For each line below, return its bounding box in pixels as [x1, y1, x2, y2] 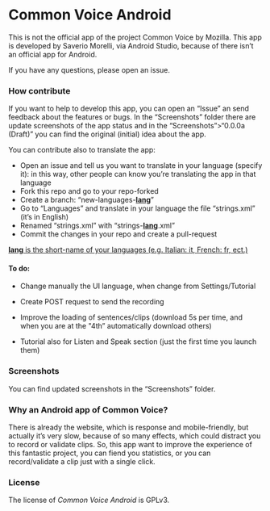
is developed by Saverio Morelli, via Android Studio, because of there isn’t [8, 40, 254, 50]
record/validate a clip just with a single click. [8, 457, 156, 467]
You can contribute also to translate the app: [8, 145, 156, 155]
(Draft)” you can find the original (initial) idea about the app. [8, 129, 207, 139]
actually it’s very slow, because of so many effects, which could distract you [8, 431, 261, 441]
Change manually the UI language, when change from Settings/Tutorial [19, 281, 256, 291]
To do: [8, 263, 31, 273]
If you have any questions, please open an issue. [8, 65, 171, 74]
